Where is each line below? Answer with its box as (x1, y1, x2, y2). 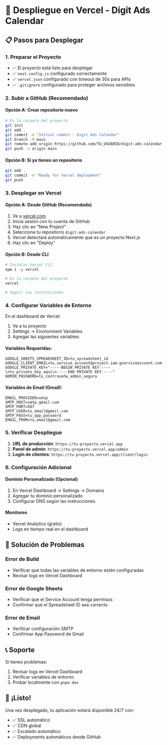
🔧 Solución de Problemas (5, 541, 84, 549)
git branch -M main (5, 137, 46, 142)
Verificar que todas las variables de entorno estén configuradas (12, 567, 144, 573)
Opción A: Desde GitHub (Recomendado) (5, 202, 92, 208)
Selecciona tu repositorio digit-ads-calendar (12, 229, 106, 235)
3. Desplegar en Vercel (5, 189, 61, 196)
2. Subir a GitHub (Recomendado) (5, 94, 88, 101)
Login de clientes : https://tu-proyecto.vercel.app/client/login (12, 451, 148, 457)
